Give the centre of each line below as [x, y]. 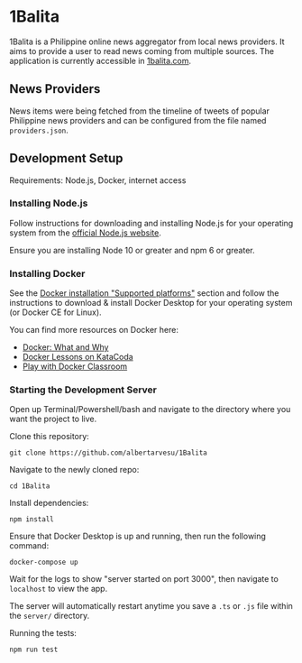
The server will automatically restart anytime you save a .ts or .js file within [151, 606]
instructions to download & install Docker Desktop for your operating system [151, 303]
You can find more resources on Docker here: [94, 330]
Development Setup [66, 158]
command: [29, 546]
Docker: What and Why [65, 347]
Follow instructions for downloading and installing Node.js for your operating [151, 223]
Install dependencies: [49, 503]
